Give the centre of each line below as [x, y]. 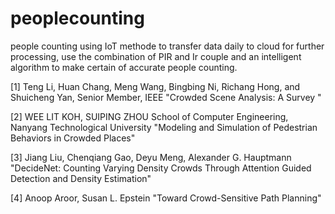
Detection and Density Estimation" [81, 178]
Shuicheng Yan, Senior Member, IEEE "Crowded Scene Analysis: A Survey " [166, 97]
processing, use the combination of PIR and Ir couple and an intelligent [156, 56]
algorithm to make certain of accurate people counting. [124, 67]
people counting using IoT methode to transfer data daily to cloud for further [167, 46]
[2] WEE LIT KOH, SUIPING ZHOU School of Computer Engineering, [149, 116]
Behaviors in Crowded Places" [73, 138]
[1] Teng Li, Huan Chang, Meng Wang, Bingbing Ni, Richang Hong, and [155, 86]
